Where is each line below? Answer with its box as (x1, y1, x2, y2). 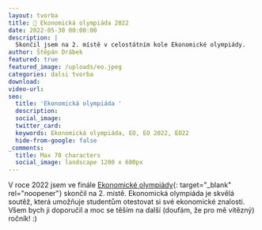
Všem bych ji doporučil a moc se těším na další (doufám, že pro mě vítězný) (8, 205, 255, 215)
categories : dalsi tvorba (8, 70, 93, 78)
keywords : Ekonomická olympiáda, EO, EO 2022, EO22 (15, 129, 190, 137)
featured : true (8, 56, 59, 64)
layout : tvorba (8, 11, 59, 20)
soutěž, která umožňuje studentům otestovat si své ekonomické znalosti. (8, 197, 245, 206)
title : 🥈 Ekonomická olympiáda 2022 (8, 19, 129, 27)
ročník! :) (8, 214, 37, 224)
